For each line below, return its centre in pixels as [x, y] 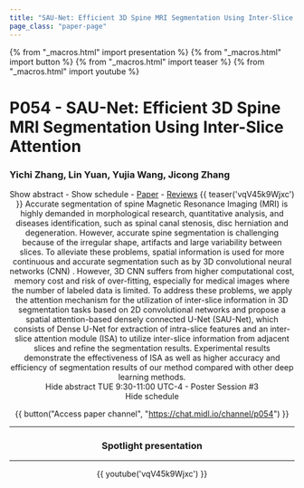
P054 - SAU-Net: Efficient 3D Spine [145, 107]
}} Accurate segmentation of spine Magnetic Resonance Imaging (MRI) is [152, 204]
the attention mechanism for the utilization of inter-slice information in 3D [152, 300]
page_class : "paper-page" [58, 26]
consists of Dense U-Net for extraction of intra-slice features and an [141, 329]
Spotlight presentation [152, 445]
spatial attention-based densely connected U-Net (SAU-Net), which [152, 319]
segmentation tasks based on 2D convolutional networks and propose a [152, 310]
